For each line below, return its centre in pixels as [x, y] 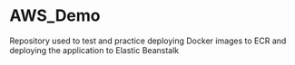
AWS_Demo [55, 16]
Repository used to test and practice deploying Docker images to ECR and [148, 41]
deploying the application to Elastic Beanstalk [94, 50]
